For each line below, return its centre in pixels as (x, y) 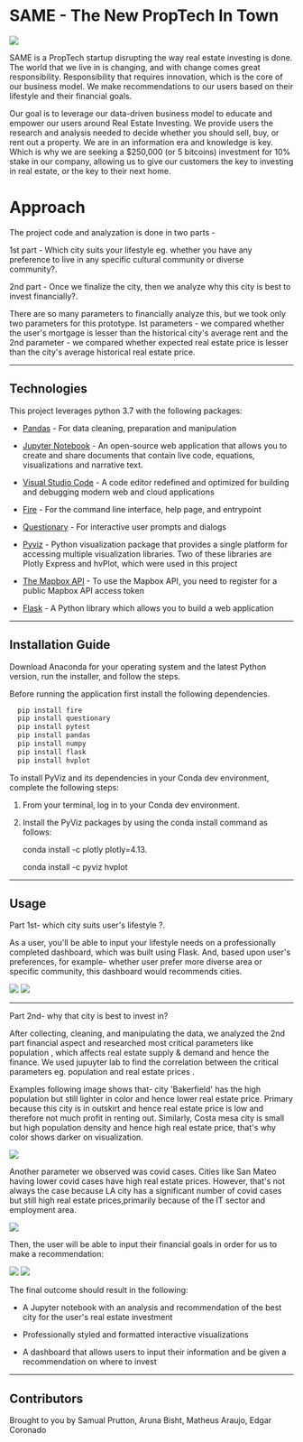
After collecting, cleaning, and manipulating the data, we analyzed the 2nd (147, 1033)
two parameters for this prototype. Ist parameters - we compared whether (147, 323)
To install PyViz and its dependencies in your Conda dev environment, (139, 778)
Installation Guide (60, 645)
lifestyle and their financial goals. (71, 96)
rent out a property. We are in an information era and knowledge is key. (141, 142)
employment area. (43, 1210)
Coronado (28, 1430)
